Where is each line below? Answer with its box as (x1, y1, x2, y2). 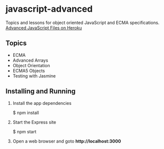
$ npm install (12, 109, 39, 116)
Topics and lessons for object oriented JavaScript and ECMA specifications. (5, 20, 160, 25)
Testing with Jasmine (12, 73, 56, 79)
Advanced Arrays (12, 57, 49, 63)
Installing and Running (5, 87, 76, 96)
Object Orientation (12, 62, 51, 68)
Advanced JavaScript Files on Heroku (5, 25, 82, 30)
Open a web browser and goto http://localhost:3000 (12, 138, 121, 144)
